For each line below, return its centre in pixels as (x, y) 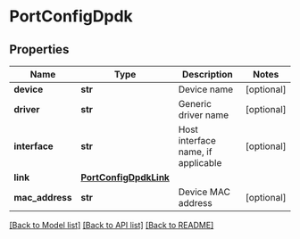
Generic (195, 104)
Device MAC (204, 192)
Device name (206, 89)
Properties (39, 49)
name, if (195, 152)
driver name (204, 115)
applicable (200, 163)
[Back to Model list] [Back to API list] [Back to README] (112, 225)
